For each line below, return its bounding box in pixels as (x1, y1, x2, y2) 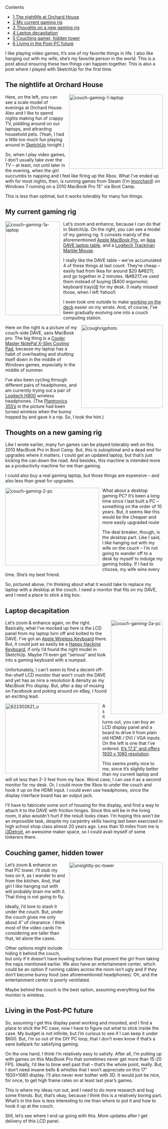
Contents (5, 5, 24, 10)
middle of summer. (5, 367, 44, 373)
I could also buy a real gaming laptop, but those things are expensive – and (5, 472, 159, 478)
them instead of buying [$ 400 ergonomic (63, 278, 148, 284)
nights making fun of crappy (5, 115, 63, 121)
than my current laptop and (102, 771, 158, 777)
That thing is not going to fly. (5, 894, 64, 900)
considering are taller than (5, 930, 59, 936)
